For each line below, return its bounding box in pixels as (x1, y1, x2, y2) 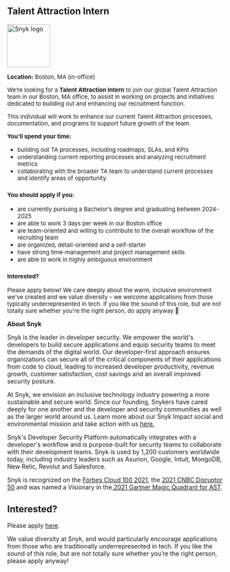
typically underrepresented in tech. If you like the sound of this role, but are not (7, 300, 222, 308)
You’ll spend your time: (7, 132, 72, 140)
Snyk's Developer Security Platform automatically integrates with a (7, 433, 196, 442)
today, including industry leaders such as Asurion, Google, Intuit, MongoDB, (7, 455, 222, 464)
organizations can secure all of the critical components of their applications (7, 355, 222, 364)
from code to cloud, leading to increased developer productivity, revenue (7, 362, 215, 371)
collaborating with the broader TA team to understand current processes (17, 167, 213, 175)
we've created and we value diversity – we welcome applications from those (7, 293, 213, 301)
